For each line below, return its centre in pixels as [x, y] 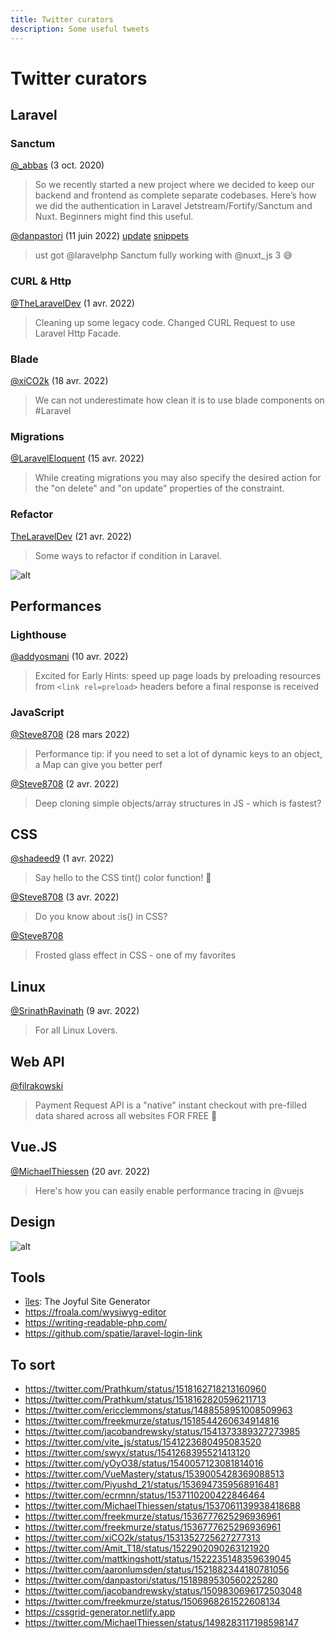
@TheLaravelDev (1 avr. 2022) [72, 303]
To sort [33, 1364]
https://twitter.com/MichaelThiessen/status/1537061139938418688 [163, 1506]
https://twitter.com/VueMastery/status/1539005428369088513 [154, 1474]
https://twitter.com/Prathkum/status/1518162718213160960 [145, 1389]
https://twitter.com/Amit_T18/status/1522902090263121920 [147, 1548]
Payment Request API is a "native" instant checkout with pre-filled [171, 1105]
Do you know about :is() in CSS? [101, 917]
